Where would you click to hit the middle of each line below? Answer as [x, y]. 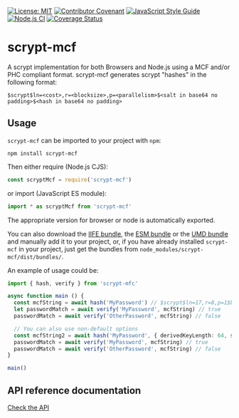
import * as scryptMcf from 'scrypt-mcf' [70, 207]
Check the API [28, 407]
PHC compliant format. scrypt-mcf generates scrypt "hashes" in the [107, 74]
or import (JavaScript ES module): [57, 193]
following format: [32, 82]
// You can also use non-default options [76, 329]
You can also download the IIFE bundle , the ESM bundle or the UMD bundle [118, 234]
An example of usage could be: [53, 270]
